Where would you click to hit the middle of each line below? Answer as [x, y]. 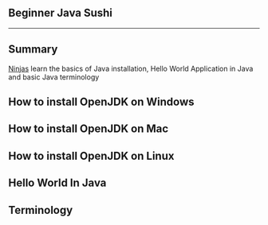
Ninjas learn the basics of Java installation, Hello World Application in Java [131, 68]
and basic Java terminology [54, 77]
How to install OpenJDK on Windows [101, 102]
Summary [33, 50]
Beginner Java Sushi [61, 13]
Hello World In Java [57, 183]
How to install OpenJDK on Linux [91, 155]
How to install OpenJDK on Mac [89, 129]
